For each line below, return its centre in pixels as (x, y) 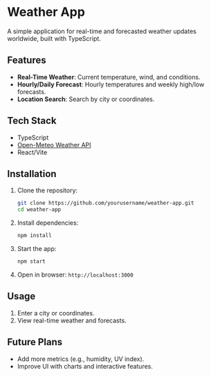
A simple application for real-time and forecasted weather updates (102, 31)
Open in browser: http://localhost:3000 (75, 275)
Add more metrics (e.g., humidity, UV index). (81, 359)
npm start (31, 261)
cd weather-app (39, 210)
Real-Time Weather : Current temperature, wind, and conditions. (109, 77)
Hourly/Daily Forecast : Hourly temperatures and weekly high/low (111, 84)
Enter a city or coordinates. (56, 313)
